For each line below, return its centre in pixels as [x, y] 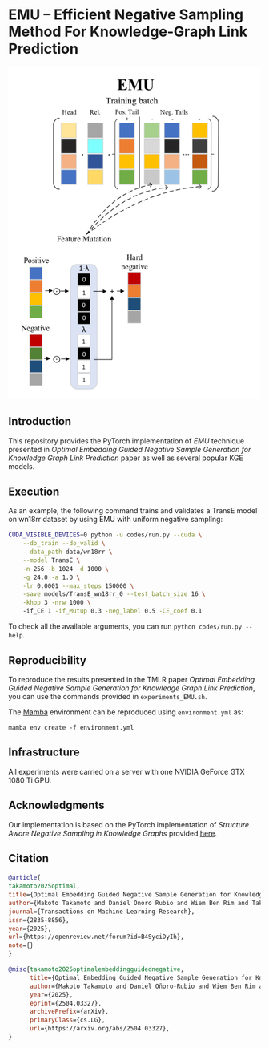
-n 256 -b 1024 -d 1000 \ [66, 569]
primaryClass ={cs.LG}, [67, 1020]
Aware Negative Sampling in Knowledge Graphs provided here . [113, 833]
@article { [25, 878]
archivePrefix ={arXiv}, [69, 1012]
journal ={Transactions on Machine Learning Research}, [102, 912]
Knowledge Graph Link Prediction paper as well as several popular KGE [126, 458]
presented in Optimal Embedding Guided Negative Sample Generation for [130, 449]
